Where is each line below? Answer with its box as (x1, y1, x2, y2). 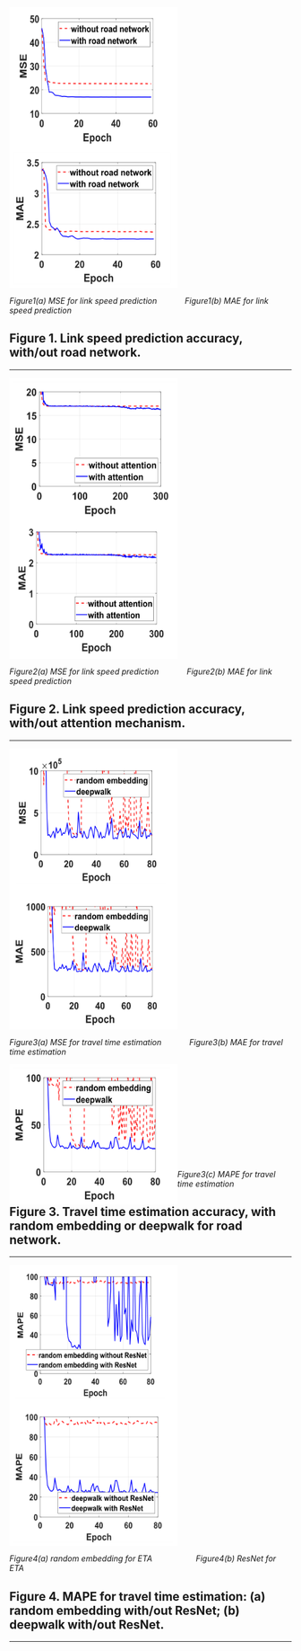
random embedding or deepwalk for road (9, 1219, 244, 1234)
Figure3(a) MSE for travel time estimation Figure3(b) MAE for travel (9, 1036, 284, 1047)
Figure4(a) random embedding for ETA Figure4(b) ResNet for (9, 1553, 277, 1564)
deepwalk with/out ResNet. (9, 1617, 165, 1632)
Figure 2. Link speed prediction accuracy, (9, 702, 245, 717)
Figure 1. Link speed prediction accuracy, (9, 331, 244, 346)
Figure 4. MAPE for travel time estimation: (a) (9, 1589, 266, 1604)
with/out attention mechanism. (9, 715, 186, 731)
